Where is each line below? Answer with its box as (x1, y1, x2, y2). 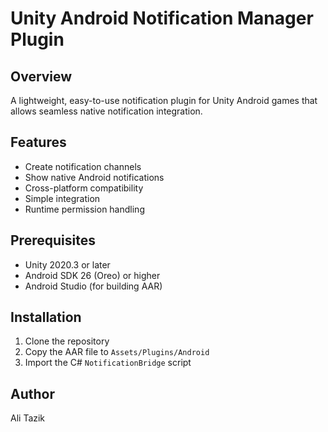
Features (10, 134, 67, 151)
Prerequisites (10, 232, 96, 249)
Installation (10, 309, 82, 326)
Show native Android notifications (24, 171, 165, 183)
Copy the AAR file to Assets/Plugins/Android (24, 346, 210, 358)
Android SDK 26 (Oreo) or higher (24, 269, 161, 281)
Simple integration (24, 192, 101, 204)
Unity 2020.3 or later (24, 258, 111, 271)
